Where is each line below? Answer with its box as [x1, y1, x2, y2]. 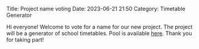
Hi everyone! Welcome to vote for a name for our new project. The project [6, 24, 193, 30]
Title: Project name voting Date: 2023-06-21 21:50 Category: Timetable [6, 5, 186, 12]
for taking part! [6, 36, 44, 43]
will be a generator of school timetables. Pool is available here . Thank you [6, 30, 192, 37]
